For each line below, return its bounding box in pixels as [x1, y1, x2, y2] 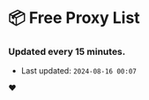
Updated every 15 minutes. [8, 46, 126, 58]
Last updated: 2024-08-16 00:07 [20, 65, 138, 76]
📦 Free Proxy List [8, 8, 140, 28]
